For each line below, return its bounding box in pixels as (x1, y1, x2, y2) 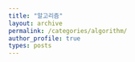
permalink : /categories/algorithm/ (8, 27, 128, 35)
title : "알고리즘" (8, 11, 63, 20)
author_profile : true (8, 34, 81, 43)
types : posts (8, 42, 52, 50)
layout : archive (8, 19, 63, 27)
